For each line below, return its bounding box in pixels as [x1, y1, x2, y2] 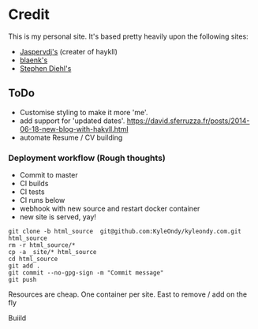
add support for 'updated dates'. [19, 116, 125, 125]
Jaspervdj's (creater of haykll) [19, 47, 118, 56]
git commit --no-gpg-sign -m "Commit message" [8, 269, 164, 277]
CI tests [19, 187, 45, 196]
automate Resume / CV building [19, 133, 123, 142]
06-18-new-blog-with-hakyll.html [19, 124, 129, 133]
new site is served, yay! [19, 212, 97, 222]
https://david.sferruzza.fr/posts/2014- [126, 116, 250, 125]
